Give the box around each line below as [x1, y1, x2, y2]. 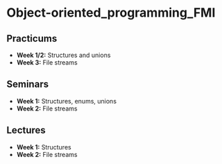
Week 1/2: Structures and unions [16, 51, 111, 59]
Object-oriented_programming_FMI [6, 5, 216, 21]
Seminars [6, 79, 49, 90]
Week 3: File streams [16, 58, 78, 67]
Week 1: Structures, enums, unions [16, 97, 117, 105]
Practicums [6, 33, 58, 44]
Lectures [6, 124, 46, 136]
